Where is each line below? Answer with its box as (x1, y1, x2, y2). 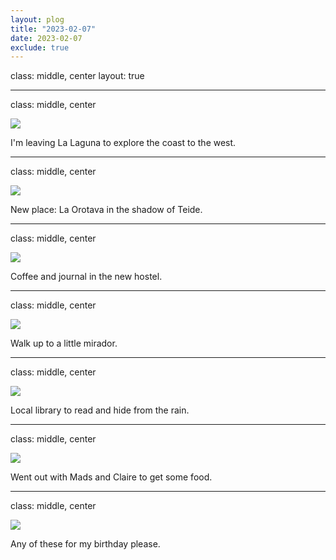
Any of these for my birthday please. (10, 538, 161, 550)
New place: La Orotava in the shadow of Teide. (10, 204, 203, 216)
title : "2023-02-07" (10, 24, 97, 34)
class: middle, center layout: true (10, 70, 145, 82)
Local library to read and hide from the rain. (10, 404, 190, 416)
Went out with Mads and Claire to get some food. (10, 471, 213, 483)
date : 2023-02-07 (10, 33, 83, 43)
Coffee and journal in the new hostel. (10, 271, 163, 283)
